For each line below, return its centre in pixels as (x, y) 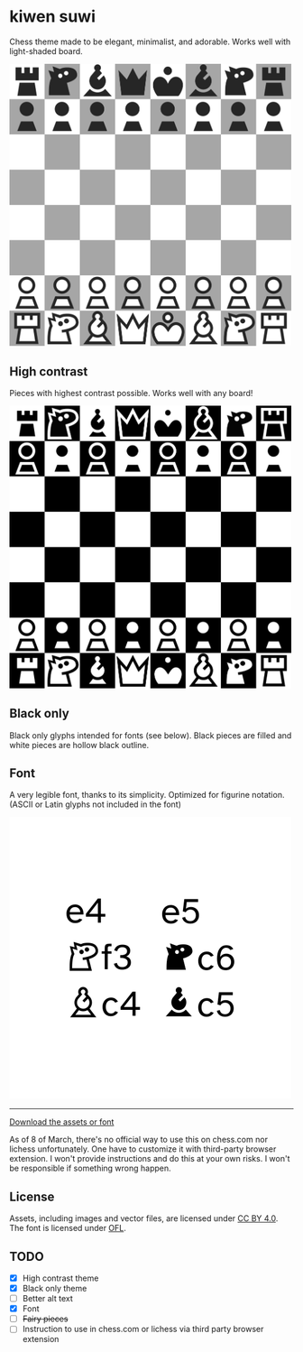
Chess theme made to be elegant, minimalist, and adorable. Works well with (150, 42)
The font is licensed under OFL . (68, 1228)
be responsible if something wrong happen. (90, 1168)
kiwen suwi (53, 17)
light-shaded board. (46, 51)
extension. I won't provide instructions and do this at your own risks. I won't (150, 1159)
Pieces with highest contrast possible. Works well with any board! (131, 394)
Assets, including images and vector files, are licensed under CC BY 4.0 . (144, 1218)
